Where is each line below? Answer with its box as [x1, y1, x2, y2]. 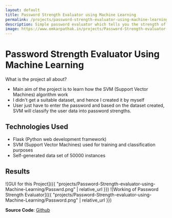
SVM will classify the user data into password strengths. [12, 108, 132, 114]
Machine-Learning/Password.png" [5, 197, 78, 203]
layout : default [5, 7, 40, 13]
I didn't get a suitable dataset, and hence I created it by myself [12, 97, 145, 103]
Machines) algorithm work [12, 91, 68, 98]
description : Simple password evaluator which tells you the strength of [5, 21, 166, 27]
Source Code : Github [5, 207, 50, 213]
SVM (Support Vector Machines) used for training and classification [12, 141, 156, 148]
